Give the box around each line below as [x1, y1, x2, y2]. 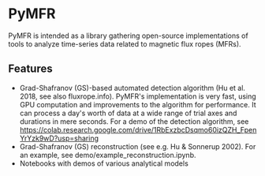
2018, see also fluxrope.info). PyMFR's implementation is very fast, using [19, 92, 256, 101]
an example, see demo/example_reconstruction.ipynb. [19, 150, 196, 159]
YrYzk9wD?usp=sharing [19, 133, 99, 143]
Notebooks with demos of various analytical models [19, 159, 189, 168]
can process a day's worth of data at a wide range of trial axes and [19, 108, 237, 118]
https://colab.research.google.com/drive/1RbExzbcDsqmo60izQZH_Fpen [19, 125, 257, 134]
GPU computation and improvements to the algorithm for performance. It [19, 99, 256, 109]
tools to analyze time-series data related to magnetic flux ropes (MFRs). [8, 39, 242, 48]
